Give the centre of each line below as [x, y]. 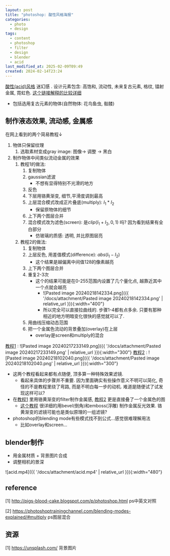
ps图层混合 [59, 517]
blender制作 [25, 442]
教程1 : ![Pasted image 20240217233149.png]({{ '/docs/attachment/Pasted [83, 346]
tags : [11, 34]
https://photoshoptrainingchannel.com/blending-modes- [72, 511]
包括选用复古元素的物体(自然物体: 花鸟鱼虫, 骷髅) [63, 104]
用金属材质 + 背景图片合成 [40, 455]
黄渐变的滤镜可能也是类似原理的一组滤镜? [64, 412]
